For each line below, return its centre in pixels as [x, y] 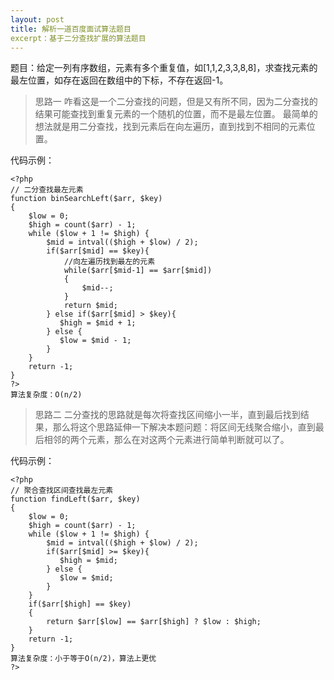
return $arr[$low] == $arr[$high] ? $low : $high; [154, 622]
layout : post [37, 19]
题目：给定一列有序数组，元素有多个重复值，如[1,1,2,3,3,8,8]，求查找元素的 [164, 68]
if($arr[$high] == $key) [80, 604]
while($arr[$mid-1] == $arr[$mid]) [138, 271]
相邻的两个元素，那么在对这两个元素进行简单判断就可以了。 [166, 440]
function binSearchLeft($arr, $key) [86, 199]
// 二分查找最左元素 [47, 190]
